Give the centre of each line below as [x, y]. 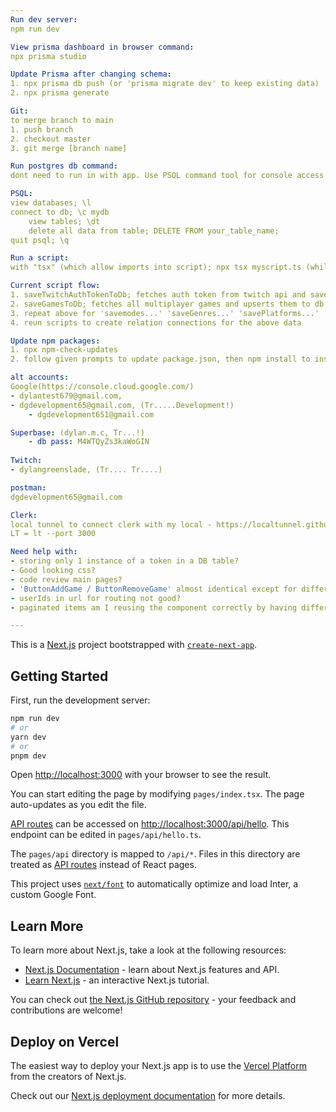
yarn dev [28, 737]
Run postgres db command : [64, 166]
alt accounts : [40, 377]
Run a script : [40, 258]
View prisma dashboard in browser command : [102, 47]
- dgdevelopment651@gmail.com [91, 414]
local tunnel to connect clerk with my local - [111, 524]
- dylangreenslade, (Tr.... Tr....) [86, 470]
